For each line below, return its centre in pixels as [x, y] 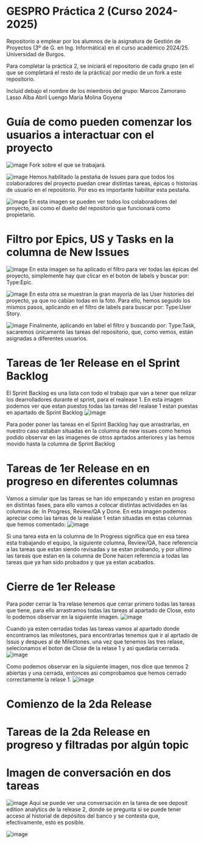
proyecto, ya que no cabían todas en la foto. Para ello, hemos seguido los [98, 300]
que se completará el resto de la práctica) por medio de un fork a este [94, 72]
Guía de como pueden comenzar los [99, 122]
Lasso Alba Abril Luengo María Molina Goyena [64, 97]
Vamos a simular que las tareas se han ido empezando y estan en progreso [100, 498]
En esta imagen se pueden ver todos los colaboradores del [103, 201]
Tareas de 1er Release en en [78, 468]
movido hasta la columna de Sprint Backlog [61, 444]
